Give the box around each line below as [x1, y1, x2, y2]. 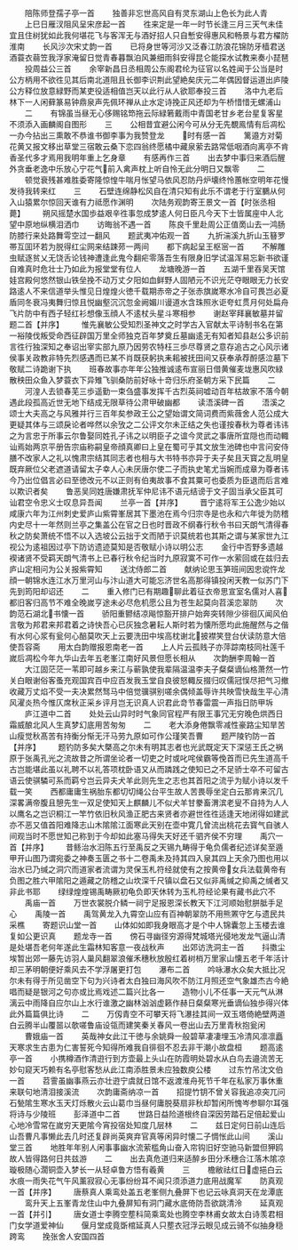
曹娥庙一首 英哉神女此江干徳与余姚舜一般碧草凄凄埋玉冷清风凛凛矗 [24, 1031, 284, 1041]
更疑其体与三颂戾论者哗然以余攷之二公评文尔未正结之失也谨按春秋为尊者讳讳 [9, 419, 289, 430]
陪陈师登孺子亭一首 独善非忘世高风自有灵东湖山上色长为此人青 [24, 8, 268, 18]
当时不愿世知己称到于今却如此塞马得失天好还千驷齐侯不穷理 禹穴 [24, 831, 276, 841]
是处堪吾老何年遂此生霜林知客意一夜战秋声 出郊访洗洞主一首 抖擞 [9, 942, 278, 952]
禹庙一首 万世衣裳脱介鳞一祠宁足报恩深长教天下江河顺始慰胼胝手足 [24, 898, 284, 907]
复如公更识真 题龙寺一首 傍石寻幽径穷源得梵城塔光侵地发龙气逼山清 [9, 931, 286, 941]
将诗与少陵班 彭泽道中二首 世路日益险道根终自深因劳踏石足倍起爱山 [9, 1109, 286, 1119]
